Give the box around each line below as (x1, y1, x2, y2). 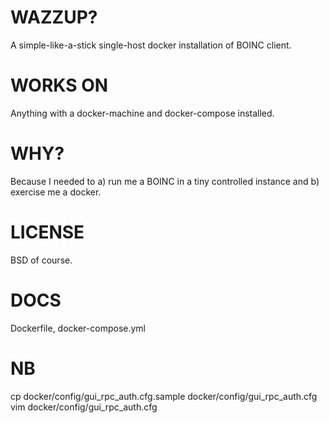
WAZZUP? (10, 6, 98, 29)
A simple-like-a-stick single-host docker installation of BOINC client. (10, 39, 292, 51)
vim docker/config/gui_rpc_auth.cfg (10, 401, 158, 413)
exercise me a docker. (10, 186, 102, 198)
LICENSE (10, 221, 85, 243)
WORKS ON (10, 74, 109, 97)
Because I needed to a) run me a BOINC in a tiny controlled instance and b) (10, 175, 320, 187)
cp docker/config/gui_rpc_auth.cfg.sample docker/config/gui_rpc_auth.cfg (10, 390, 318, 402)
